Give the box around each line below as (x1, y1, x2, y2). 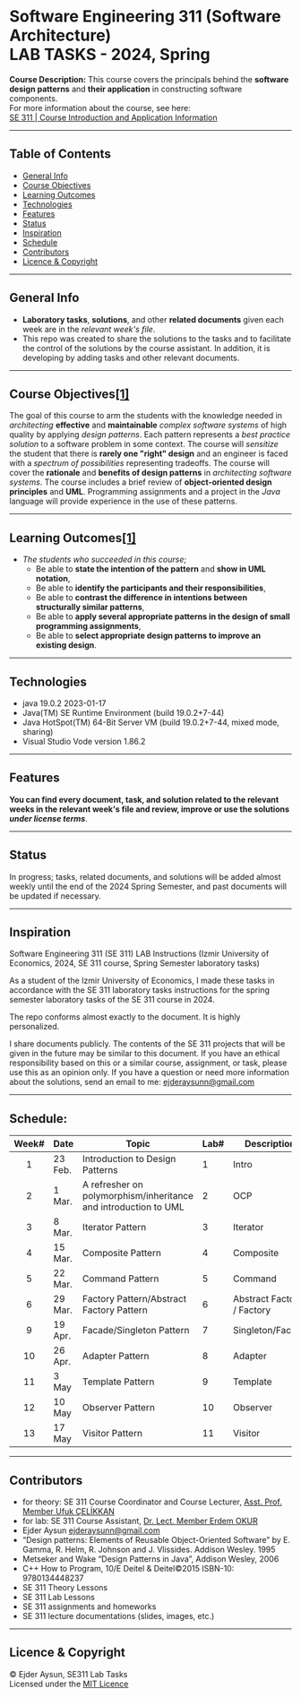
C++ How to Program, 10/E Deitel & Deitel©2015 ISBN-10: (21, 1563, 235, 1574)
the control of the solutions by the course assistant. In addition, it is (21, 342, 271, 353)
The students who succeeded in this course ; (21, 554, 186, 565)
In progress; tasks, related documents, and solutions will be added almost (9, 871, 281, 882)
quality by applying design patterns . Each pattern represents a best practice (9, 429, 291, 440)
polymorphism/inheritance (82, 1190, 194, 1202)
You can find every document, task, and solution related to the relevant (9, 794, 279, 805)
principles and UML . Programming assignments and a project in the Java (9, 487, 280, 497)
